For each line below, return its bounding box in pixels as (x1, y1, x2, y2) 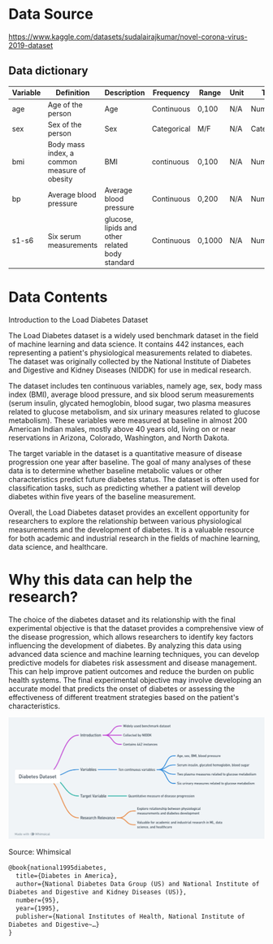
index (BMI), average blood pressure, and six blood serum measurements (8, 389, 254, 399)
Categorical (151, 124, 191, 134)
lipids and (104, 223, 137, 233)
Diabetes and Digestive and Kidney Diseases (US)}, (8, 888, 187, 896)
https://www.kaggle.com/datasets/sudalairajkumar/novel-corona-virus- (8, 32, 248, 41)
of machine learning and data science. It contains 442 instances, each (8, 339, 245, 349)
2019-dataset (8, 40, 54, 50)
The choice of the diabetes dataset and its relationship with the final (8, 615, 236, 624)
